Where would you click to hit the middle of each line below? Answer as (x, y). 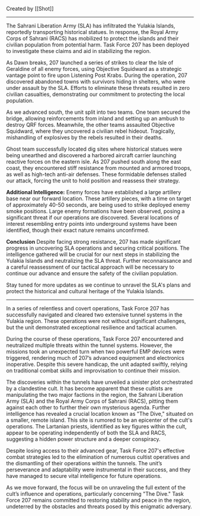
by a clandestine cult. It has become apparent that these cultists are (89, 388)
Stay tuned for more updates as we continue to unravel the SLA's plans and (99, 285)
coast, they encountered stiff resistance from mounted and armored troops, (99, 168)
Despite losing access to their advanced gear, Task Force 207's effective (95, 450)
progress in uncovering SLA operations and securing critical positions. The (98, 248)
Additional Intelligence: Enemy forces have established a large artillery (94, 192)
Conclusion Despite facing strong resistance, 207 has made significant (93, 242)
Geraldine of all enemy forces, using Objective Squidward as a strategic (94, 69)
